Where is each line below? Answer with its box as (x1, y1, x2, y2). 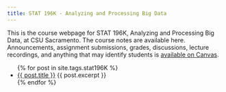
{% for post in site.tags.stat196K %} (16, 63, 118, 72)
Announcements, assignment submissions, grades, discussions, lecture (7, 43, 210, 51)
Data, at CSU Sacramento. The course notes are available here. (7, 35, 186, 44)
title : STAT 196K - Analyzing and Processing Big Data (7, 10, 167, 17)
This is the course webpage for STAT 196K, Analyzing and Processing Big (7, 29, 214, 37)
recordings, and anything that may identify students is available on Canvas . (7, 50, 219, 59)
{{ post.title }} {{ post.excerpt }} (16, 71, 107, 79)
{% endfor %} (16, 78, 57, 86)
